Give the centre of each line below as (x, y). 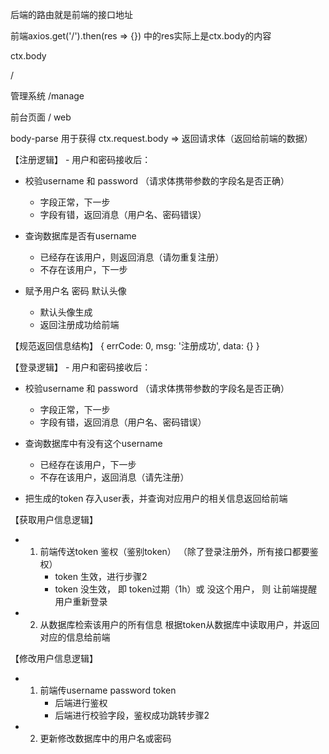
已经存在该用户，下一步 (88, 464)
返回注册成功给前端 (79, 324)
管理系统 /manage (47, 96)
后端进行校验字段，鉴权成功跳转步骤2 (132, 715)
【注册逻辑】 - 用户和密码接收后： (81, 159)
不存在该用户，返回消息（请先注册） (114, 477)
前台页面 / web (41, 117)
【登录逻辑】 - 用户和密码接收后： (81, 367)
